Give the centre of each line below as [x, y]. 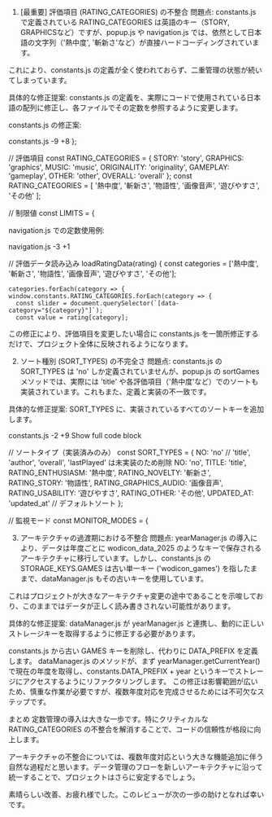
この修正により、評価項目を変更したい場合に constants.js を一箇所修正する [134, 334]
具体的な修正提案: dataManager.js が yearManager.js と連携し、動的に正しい [136, 623]
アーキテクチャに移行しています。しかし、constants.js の [115, 558]
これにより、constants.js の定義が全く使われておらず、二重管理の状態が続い [135, 70]
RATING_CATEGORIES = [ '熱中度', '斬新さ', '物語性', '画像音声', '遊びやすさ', [134, 185]
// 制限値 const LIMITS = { [52, 213]
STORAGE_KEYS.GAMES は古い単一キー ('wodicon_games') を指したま [139, 568]
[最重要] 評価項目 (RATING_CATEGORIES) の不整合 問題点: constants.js [138, 12]
